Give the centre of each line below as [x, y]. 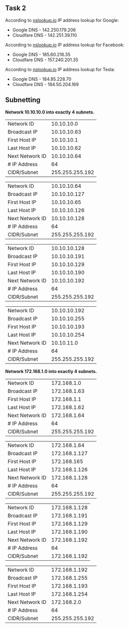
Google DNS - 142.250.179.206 [44, 30]
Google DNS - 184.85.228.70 [42, 79]
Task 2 [16, 8]
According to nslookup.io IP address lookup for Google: [62, 20]
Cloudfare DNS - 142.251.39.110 [45, 35]
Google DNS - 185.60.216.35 [41, 54]
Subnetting [23, 100]
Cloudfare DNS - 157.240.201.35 [45, 60]
